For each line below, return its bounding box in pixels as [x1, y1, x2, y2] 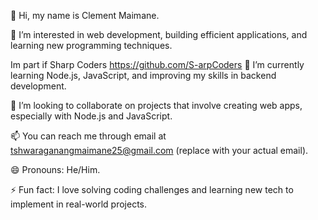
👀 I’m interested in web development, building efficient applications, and [10, 29, 308, 40]
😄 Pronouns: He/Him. [10, 164, 101, 175]
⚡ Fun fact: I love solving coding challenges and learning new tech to [10, 184, 294, 195]
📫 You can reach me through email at [10, 130, 167, 142]
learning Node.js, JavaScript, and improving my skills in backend [10, 70, 277, 81]
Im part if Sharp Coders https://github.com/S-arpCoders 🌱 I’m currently [10, 59, 305, 70]
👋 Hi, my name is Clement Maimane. [10, 10, 160, 21]
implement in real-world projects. [10, 198, 148, 210]
